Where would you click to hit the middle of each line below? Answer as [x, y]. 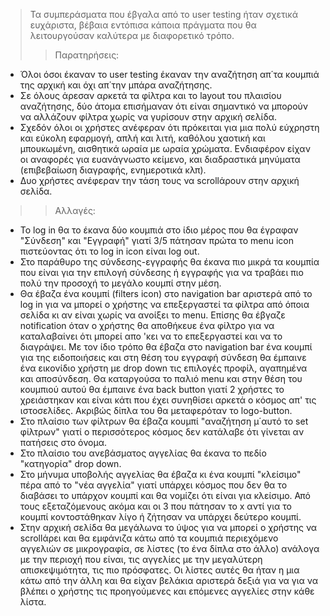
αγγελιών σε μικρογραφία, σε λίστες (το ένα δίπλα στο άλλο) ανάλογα [169, 548]
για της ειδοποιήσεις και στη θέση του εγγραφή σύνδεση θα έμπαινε [163, 357]
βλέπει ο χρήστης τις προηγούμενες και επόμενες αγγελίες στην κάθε [167, 591]
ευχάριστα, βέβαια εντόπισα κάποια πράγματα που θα [143, 25]
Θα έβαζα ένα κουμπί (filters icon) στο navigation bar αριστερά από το [166, 293]
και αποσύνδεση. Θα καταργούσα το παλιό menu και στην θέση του [161, 378]
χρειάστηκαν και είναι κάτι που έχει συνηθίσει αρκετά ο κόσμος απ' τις [168, 400]
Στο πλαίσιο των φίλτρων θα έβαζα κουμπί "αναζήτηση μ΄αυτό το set [164, 421]
